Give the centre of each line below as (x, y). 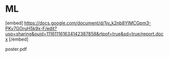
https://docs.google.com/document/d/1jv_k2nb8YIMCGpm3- (88, 23)
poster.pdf (16, 49)
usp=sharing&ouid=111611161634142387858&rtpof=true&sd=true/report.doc (84, 34)
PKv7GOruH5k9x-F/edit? (31, 28)
